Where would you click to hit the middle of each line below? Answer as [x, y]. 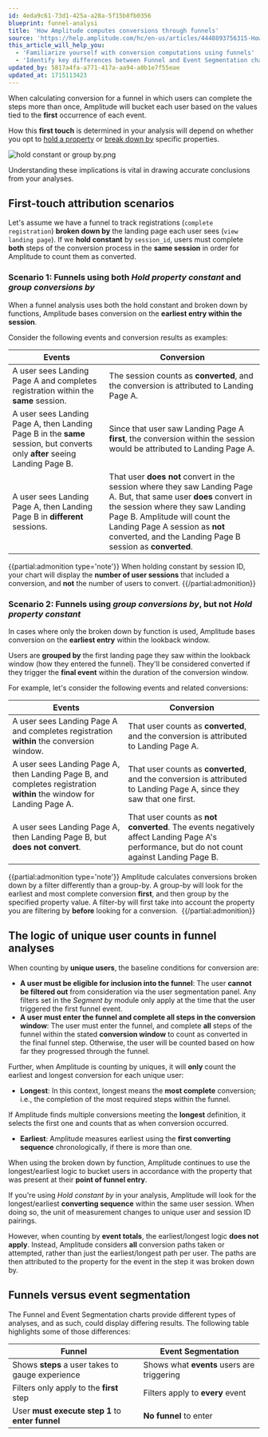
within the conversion [53, 741]
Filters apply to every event [195, 1392]
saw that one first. [162, 799]
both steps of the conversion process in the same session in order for [124, 248]
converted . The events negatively [191, 827]
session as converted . [151, 546]
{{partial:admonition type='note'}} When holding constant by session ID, [127, 566]
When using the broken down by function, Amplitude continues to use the [129, 1162]
